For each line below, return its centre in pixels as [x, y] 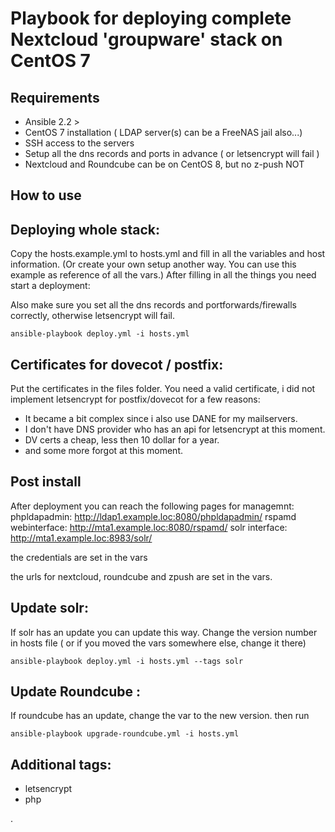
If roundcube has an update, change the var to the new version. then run [160, 716]
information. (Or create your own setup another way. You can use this [153, 264]
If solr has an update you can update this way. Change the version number [164, 632]
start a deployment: [50, 286]
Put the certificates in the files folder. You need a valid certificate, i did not [163, 389]
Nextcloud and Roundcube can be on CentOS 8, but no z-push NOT [164, 164]
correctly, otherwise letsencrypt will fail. [92, 316]
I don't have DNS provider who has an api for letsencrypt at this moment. [175, 429]
